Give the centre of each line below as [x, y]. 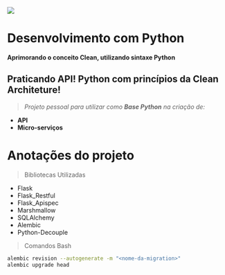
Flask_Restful [36, 195]
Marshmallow [36, 210]
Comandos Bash [47, 245]
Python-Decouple [42, 232]
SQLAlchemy [36, 218]
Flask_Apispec [38, 203]
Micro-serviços [40, 127]
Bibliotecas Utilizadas [55, 175]
